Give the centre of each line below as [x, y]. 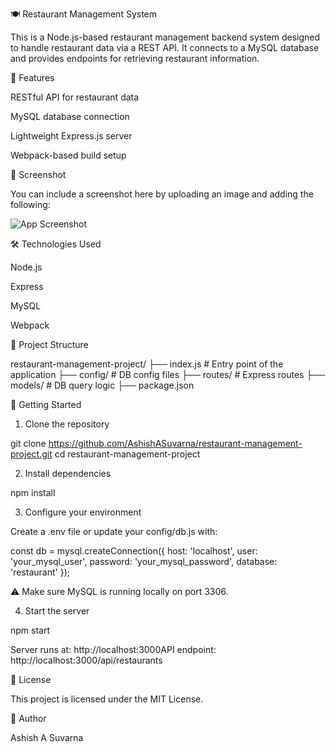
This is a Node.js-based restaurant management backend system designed [165, 37]
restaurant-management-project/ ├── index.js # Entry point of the [147, 364]
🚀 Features [32, 77]
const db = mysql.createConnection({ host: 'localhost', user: [134, 551]
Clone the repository [67, 424]
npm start [30, 630]
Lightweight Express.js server [71, 136]
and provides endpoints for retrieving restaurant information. [135, 58]
